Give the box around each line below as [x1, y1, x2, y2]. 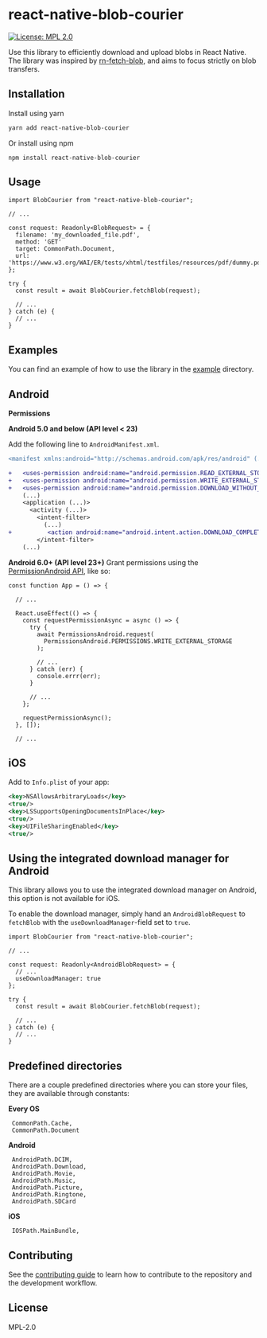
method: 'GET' [15, 238, 62, 246]
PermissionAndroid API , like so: [8, 566, 111, 575]
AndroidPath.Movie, [11, 1170, 77, 1178]
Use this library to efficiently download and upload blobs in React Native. [8, 47, 247, 57]
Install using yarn [8, 108, 64, 118]
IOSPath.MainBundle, [11, 1227, 80, 1235]
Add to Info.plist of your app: [8, 778, 110, 787]
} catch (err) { [29, 665, 83, 673]
